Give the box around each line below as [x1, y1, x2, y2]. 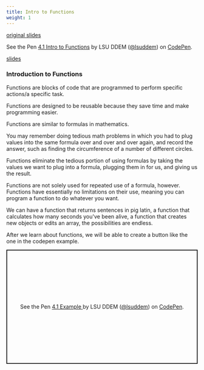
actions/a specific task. [6, 90, 65, 97]
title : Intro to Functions [6, 9, 75, 15]
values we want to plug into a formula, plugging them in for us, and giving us [6, 163, 198, 170]
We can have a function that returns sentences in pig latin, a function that [6, 206, 190, 214]
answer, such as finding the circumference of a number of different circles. [6, 145, 194, 152]
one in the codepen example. [6, 237, 80, 245]
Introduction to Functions [6, 70, 83, 79]
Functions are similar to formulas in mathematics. [6, 120, 129, 128]
